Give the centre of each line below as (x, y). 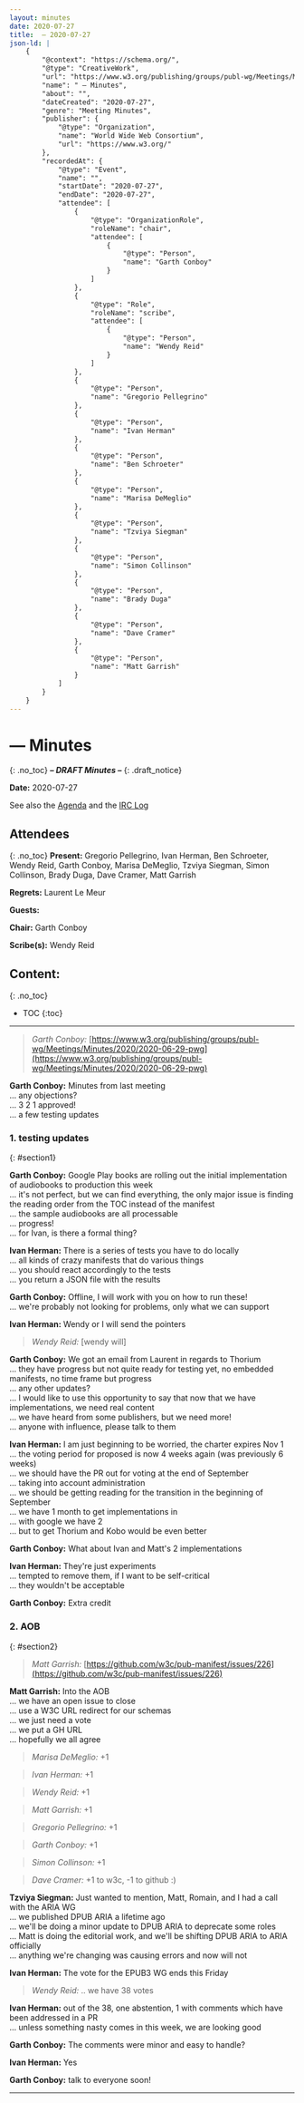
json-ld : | (30, 43)
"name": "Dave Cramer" (133, 633)
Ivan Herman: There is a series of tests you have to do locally (124, 1251)
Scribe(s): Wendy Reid (52, 945)
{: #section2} (34, 1646)
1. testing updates (49, 1138)
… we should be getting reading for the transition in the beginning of (137, 1493)
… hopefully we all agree (55, 1739)
